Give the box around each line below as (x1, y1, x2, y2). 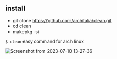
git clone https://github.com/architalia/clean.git (12, 17, 112, 23)
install (5, 4, 26, 13)
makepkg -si (12, 28, 39, 35)
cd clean (12, 23, 32, 29)
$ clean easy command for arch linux (5, 38, 84, 44)
